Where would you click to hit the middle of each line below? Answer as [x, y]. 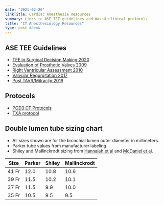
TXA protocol [25, 113]
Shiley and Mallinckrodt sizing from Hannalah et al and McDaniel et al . [82, 151]
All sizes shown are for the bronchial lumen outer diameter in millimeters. [85, 140]
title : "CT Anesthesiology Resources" [45, 23]
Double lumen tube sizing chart [54, 129]
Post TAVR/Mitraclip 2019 [38, 80]
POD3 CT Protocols [32, 108]
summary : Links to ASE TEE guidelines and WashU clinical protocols [76, 19]
